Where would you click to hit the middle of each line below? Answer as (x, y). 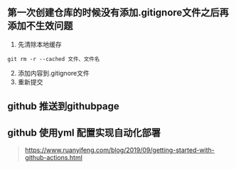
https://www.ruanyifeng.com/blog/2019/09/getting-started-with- (120, 150)
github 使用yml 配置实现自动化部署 (84, 133)
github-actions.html (54, 158)
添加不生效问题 (40, 26)
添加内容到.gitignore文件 (54, 73)
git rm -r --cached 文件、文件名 (54, 59)
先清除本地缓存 (39, 44)
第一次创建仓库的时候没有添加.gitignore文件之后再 (118, 13)
